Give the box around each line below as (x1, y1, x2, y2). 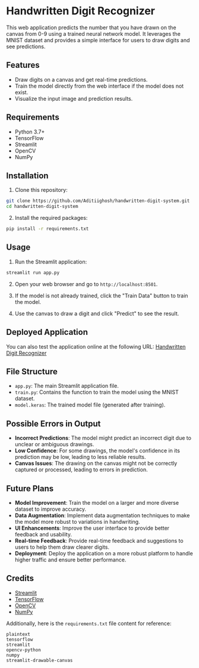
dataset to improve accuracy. (14, 505, 86, 512)
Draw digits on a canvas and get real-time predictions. (14, 76, 148, 83)
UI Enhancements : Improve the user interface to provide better (14, 524, 170, 532)
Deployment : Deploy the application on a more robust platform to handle (14, 549, 193, 557)
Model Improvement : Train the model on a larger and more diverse (14, 499, 179, 506)
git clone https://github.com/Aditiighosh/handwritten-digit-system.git (6, 198, 190, 204)
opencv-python (6, 647, 42, 653)
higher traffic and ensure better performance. (14, 556, 127, 563)
